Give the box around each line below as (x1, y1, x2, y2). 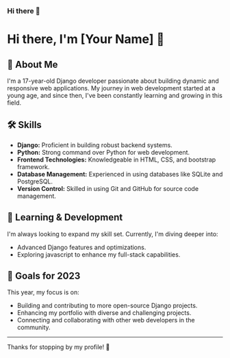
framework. (16, 162, 50, 170)
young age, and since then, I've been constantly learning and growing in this (7, 91, 222, 99)
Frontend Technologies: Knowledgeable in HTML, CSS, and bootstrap (16, 155, 216, 164)
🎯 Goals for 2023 (7, 270, 81, 281)
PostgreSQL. (16, 177, 53, 186)
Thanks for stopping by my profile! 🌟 (7, 343, 110, 351)
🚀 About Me (7, 58, 58, 71)
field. (7, 99, 22, 107)
